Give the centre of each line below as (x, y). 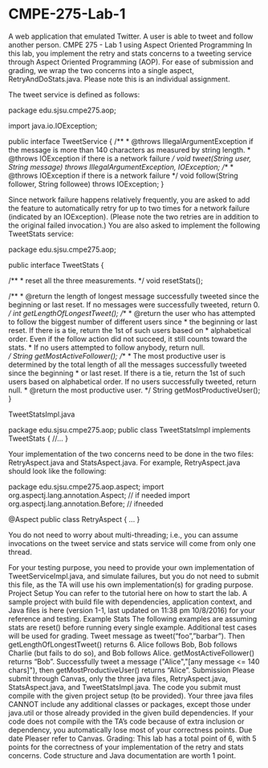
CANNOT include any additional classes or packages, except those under (130, 704)
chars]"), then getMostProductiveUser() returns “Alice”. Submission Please (132, 670)
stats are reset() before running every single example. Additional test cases (132, 627)
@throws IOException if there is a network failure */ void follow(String (123, 175)
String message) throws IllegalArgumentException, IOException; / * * (121, 166)
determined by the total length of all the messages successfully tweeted (128, 364)
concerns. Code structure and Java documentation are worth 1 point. (122, 755)
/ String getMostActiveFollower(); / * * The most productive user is (117, 355)
